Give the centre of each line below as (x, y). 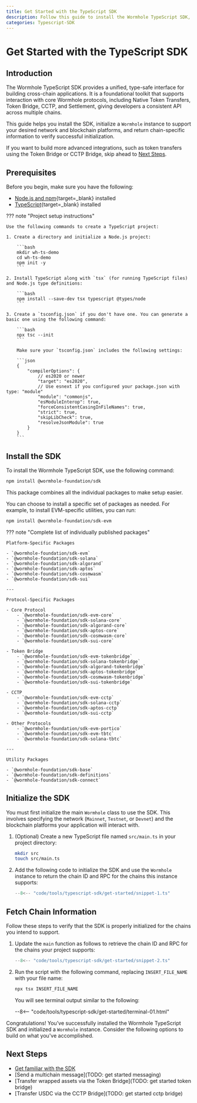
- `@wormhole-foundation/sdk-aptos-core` (68, 630)
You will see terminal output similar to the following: (77, 1000)
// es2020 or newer (61, 377)
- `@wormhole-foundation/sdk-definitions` (59, 775)
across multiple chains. (34, 113)
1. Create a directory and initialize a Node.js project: (79, 237)
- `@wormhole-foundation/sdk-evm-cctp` (66, 698)
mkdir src (27, 853)
